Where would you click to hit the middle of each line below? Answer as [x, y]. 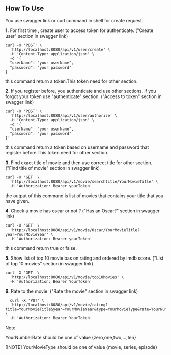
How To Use [25, 8]
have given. [17, 201]
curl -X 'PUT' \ [27, 300]
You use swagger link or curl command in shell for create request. [74, 20]
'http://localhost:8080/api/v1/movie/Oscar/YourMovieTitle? [75, 230]
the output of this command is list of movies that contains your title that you [84, 196]
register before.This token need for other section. [57, 152]
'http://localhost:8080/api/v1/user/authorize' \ [63, 116]
